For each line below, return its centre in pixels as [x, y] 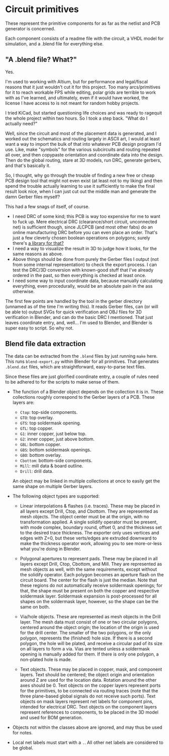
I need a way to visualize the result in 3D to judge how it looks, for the [84, 248]
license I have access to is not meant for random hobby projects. [72, 103]
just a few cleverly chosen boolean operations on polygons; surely [81, 238]
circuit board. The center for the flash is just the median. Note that [89, 580]
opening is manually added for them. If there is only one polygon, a [89, 654]
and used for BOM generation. [51, 717]
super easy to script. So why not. [39, 328]
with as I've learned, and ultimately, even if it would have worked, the [77, 97]
